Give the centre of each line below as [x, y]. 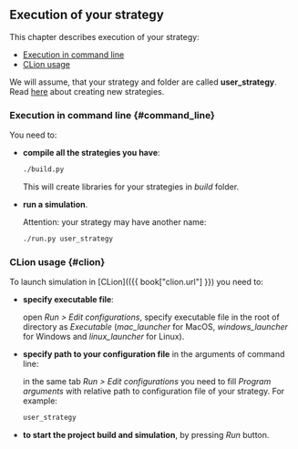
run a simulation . [55, 204]
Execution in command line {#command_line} [113, 115]
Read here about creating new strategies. [87, 91]
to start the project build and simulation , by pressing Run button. [146, 435]
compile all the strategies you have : [92, 153]
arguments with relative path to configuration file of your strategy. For [154, 392]
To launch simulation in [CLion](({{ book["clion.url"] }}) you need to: [137, 282]
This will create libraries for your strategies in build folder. [131, 187]
